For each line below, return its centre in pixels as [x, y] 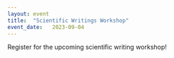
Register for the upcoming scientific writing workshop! [87, 47]
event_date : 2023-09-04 [46, 27]
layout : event [29, 14]
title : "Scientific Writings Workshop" [68, 21]
